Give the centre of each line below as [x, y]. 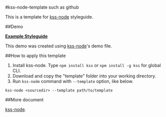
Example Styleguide [26, 36]
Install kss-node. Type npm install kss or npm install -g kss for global [86, 65]
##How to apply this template [35, 55]
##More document [24, 100]
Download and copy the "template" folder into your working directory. [84, 76]
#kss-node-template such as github [42, 7]
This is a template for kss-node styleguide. [49, 17]
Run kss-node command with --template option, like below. [73, 81]
